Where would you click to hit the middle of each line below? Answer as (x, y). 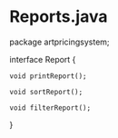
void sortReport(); (46, 92)
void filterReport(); (50, 108)
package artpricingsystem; (60, 42)
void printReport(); (49, 76)
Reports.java (59, 17)
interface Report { (43, 59)
